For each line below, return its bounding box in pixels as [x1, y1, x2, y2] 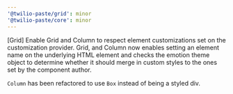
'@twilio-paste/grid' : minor [7, 10, 92, 17]
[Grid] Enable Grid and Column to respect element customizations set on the [7, 36, 226, 44]
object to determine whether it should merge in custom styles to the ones [7, 58, 218, 66]
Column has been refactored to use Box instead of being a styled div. [7, 79, 200, 87]
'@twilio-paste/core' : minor [7, 17, 92, 24]
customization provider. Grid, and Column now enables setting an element [7, 43, 220, 52]
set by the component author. [7, 65, 92, 74]
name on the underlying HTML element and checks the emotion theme [7, 50, 210, 59]
